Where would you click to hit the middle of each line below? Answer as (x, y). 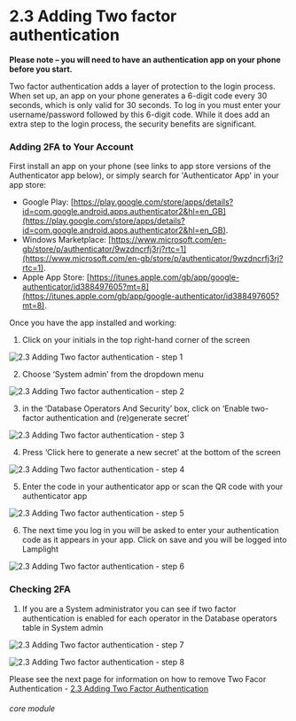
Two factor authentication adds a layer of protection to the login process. (143, 86)
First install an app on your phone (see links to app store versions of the (140, 167)
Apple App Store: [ (56, 277)
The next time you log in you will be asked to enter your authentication (150, 531)
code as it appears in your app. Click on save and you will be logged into (154, 540)
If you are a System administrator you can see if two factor (129, 609)
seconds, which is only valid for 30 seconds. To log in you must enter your (145, 105)
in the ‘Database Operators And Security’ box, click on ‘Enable (136, 408)
